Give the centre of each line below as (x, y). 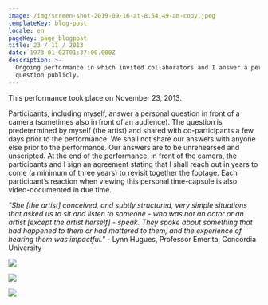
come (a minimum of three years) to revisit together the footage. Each (123, 172)
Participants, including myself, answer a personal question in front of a (124, 113)
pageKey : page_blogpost (48, 38)
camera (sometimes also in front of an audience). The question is (115, 121)
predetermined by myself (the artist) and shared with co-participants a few (131, 130)
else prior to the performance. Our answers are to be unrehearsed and (124, 147)
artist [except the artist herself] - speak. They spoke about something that (130, 222)
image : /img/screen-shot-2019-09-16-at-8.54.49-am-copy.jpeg (112, 16)
